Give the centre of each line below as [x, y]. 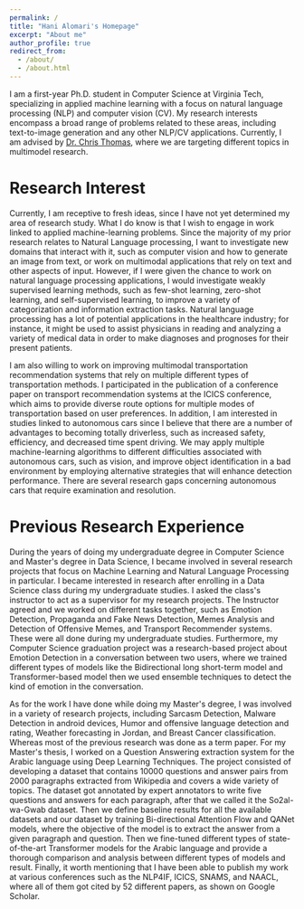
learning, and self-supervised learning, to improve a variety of [125, 299]
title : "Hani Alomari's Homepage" [75, 26]
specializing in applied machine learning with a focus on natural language [146, 103]
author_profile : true [50, 43]
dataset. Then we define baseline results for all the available [160, 810]
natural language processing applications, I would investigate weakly [138, 280]
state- [280, 838]
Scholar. [25, 895]
